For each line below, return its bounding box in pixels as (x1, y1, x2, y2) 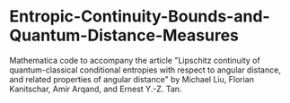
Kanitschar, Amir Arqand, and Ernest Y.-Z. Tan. (9, 83, 182, 94)
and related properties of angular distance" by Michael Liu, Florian (9, 73, 254, 84)
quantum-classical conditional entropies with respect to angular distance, (9, 64, 281, 75)
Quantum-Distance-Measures (9, 25, 240, 46)
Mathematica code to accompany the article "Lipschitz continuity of (9, 55, 260, 65)
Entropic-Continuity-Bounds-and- (9, 6, 271, 27)
